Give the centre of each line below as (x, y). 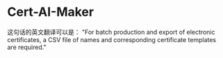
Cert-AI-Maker (51, 12)
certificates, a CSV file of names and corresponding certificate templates (112, 39)
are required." (27, 47)
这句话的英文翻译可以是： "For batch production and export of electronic (111, 32)
